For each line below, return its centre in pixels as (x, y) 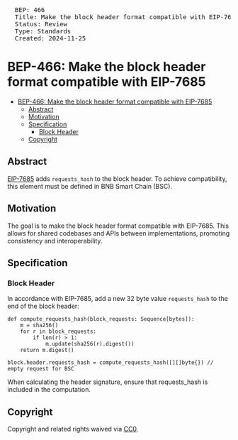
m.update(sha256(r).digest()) (90, 344)
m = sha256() (39, 326)
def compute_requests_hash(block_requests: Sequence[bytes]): (101, 319)
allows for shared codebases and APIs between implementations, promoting (119, 233)
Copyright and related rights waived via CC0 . (73, 429)
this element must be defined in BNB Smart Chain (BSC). (90, 186)
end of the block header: (43, 306)
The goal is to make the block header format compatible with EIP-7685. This (118, 226)
